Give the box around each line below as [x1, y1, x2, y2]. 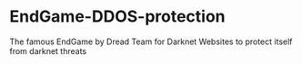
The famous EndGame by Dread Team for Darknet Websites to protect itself [9, 36, 293, 47]
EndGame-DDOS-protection [9, 6, 226, 27]
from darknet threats [9, 45, 87, 56]
